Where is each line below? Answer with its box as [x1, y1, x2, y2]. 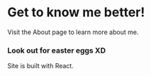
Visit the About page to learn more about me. [7, 28, 139, 36]
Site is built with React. [7, 62, 74, 70]
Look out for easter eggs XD [7, 45, 106, 55]
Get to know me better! [7, 4, 145, 21]
